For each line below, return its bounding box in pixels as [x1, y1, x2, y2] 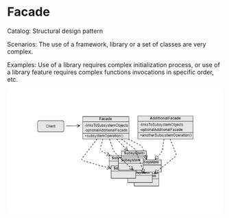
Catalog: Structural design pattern [7, 27, 104, 35]
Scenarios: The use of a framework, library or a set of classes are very [7, 40, 206, 48]
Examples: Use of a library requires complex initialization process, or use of [7, 60, 221, 69]
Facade [7, 4, 50, 20]
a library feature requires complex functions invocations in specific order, [7, 68, 214, 76]
